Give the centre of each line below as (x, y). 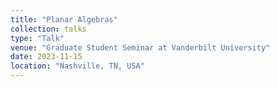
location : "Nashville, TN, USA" (77, 66)
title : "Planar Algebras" (64, 19)
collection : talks (48, 29)
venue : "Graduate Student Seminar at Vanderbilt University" (140, 47)
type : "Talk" (37, 38)
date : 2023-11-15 (46, 57)
